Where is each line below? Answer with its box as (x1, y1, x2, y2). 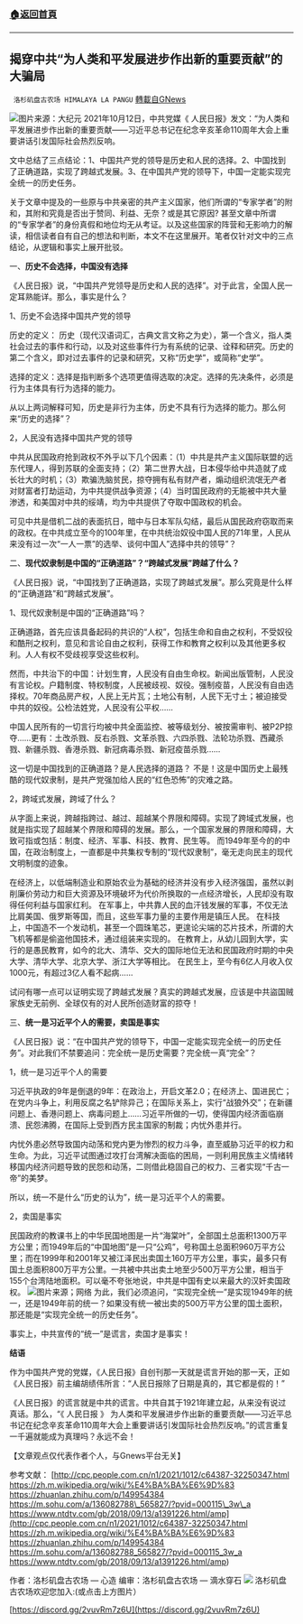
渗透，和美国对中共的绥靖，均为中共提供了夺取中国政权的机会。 (9, 496, 246, 507)
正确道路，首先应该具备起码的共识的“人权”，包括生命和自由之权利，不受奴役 (9, 626, 293, 637)
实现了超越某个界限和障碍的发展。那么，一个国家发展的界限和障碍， (32, 824, 286, 835)
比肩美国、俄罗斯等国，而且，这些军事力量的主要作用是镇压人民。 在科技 (9, 911, 280, 922)
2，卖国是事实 (9, 1211, 62, 1222)
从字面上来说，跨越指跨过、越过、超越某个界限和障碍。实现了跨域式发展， (9, 812, 286, 823)
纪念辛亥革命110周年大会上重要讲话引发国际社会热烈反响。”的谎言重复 (32, 1420, 289, 1431)
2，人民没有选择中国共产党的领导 (9, 432, 133, 443)
